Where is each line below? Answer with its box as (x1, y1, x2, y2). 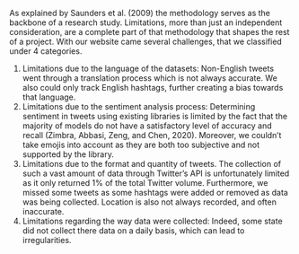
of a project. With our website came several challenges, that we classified (9, 36, 283, 47)
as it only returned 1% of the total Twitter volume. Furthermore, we (22, 178, 268, 188)
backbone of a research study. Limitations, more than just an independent (9, 17, 283, 28)
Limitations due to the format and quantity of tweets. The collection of (22, 159, 281, 169)
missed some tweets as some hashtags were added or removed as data (22, 188, 289, 197)
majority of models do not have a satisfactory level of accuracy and (22, 120, 272, 131)
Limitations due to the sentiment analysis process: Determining (22, 101, 256, 111)
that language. (22, 92, 76, 102)
